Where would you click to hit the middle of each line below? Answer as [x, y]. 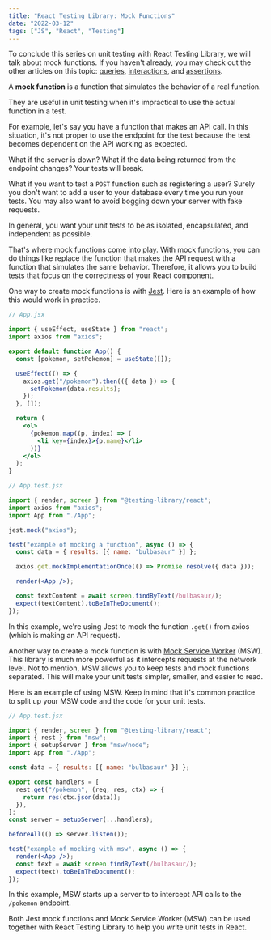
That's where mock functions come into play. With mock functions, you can [134, 250]
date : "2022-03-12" [41, 23]
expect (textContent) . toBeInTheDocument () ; [88, 603]
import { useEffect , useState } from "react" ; [88, 330]
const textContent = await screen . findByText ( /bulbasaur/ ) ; [119, 596]
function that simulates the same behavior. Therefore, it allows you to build [133, 267]
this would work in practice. [55, 300]
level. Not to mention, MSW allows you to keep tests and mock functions [129, 668]
